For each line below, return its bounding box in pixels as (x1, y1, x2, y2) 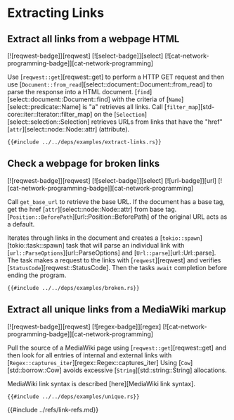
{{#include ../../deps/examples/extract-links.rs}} (7, 139, 162, 146)
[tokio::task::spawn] (7, 241, 65, 249)
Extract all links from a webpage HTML (7, 33, 180, 45)
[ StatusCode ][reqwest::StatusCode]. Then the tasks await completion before (7, 263, 227, 272)
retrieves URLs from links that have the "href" (91, 117, 223, 126)
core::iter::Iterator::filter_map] (7, 110, 93, 118)
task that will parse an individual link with (65, 241, 185, 249)
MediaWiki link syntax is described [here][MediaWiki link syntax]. (7, 379, 195, 388)
